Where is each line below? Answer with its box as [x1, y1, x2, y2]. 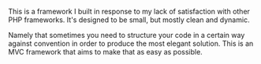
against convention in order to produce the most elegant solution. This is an [8, 39, 254, 48]
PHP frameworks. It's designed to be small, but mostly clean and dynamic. [8, 15, 250, 24]
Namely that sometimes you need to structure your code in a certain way [8, 31, 245, 40]
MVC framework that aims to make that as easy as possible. [8, 47, 203, 56]
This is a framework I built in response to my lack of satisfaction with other [8, 7, 251, 16]
